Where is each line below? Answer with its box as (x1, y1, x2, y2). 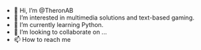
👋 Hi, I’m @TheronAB (13, 7, 74, 14)
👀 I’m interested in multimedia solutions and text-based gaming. (13, 14, 195, 22)
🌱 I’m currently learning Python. (13, 21, 104, 28)
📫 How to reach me (13, 36, 71, 43)
